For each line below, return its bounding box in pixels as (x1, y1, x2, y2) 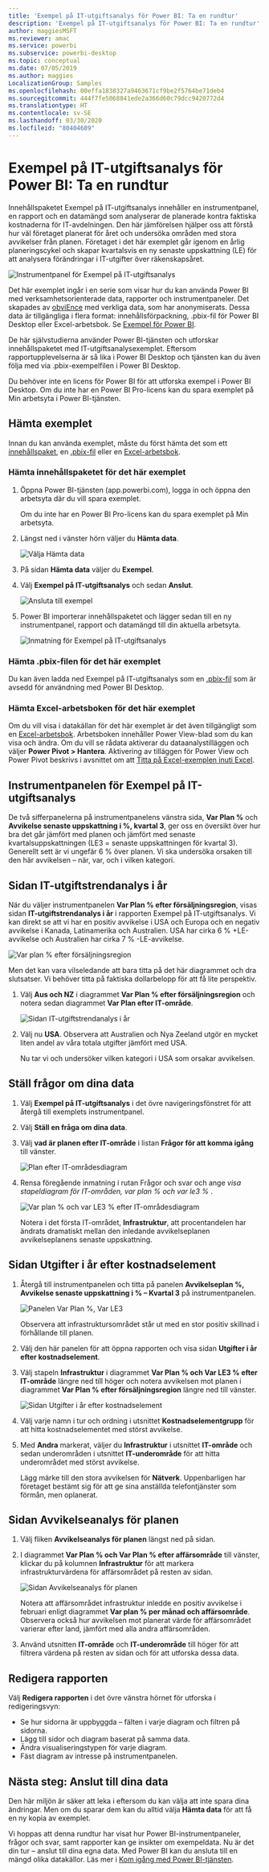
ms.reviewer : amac (8, 34, 70, 43)
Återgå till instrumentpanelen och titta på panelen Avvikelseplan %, (19, 1279, 245, 1289)
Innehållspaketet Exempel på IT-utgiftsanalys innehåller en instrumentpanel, (8, 202, 259, 212)
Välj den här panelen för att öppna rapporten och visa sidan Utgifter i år (19, 1343, 258, 1353)
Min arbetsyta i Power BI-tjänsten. (8, 393, 121, 403)
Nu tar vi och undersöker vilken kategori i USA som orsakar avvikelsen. (19, 1054, 255, 1063)
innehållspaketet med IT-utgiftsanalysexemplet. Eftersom (8, 343, 197, 353)
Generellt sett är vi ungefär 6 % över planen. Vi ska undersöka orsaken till (8, 847, 252, 856)
